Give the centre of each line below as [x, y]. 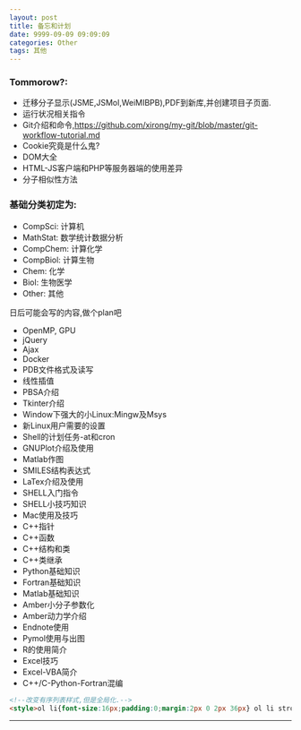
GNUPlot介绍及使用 [58, 448]
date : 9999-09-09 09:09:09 [60, 34]
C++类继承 [42, 560]
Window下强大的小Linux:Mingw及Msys [95, 414]
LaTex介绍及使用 [53, 481]
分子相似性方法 [50, 179]
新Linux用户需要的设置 [64, 425]
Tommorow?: [39, 82]
